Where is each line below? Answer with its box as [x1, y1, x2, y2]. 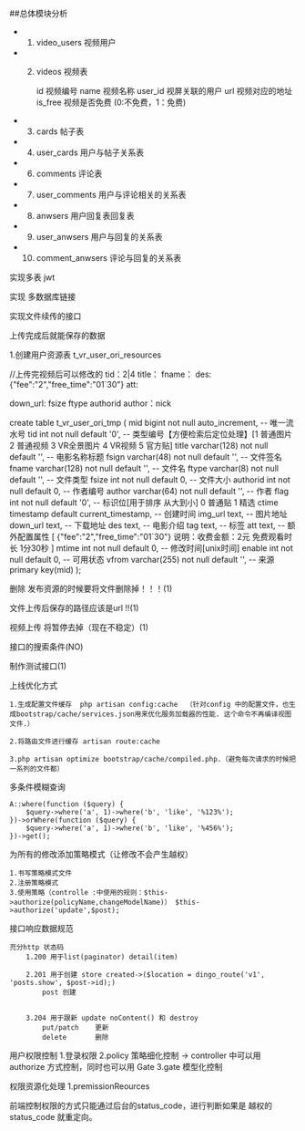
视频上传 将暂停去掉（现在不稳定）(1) [9, 622, 148, 632]
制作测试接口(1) [9, 660, 66, 671]
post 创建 [42, 988, 76, 997]
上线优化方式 [9, 680, 57, 690]
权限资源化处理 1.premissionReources [9, 1081, 150, 1092]
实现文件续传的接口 [9, 311, 82, 321]
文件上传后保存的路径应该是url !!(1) [9, 603, 139, 613]
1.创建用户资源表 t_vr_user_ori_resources [9, 349, 162, 360]
